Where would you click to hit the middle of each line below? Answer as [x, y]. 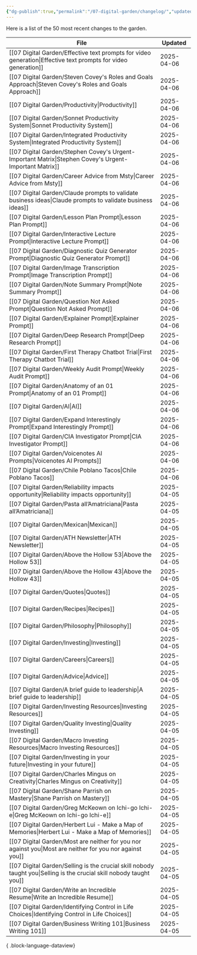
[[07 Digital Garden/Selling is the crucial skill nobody [81, 865]
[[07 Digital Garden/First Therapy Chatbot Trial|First [81, 352]
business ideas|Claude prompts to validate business [81, 200]
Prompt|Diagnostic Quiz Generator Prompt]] [70, 258]
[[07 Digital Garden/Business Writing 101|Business [80, 923]
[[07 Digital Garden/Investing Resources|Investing [78, 706]
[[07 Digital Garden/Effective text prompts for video [80, 52]
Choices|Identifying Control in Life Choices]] [70, 914]
